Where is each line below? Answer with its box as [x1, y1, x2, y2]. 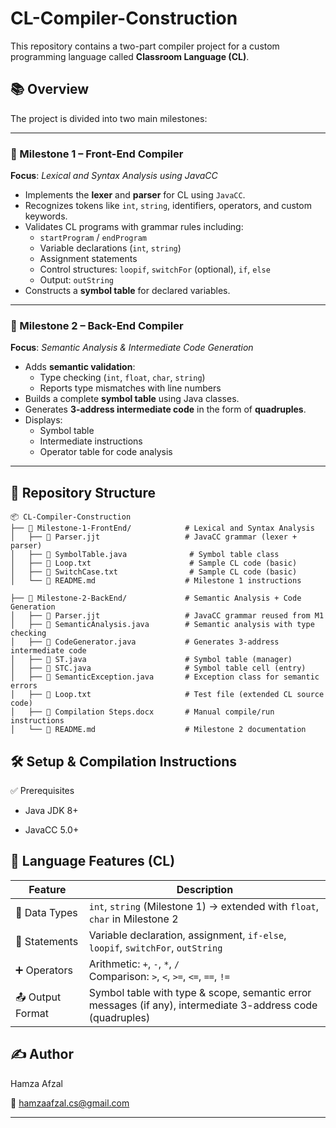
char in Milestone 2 [88, 912, 179, 926]
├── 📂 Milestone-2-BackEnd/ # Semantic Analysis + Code [10, 593, 302, 604]
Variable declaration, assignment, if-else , [88, 928, 287, 942]
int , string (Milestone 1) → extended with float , [88, 899, 320, 913]
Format [15, 1007, 49, 1021]
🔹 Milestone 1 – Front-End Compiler [10, 147, 184, 161]
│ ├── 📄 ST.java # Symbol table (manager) [10, 655, 293, 665]
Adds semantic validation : [24, 361, 136, 373]
